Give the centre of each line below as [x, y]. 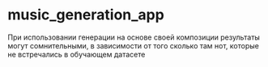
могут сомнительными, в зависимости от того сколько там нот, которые [134, 45]
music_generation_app [86, 15]
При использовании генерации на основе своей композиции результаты [134, 37]
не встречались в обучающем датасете [77, 54]
